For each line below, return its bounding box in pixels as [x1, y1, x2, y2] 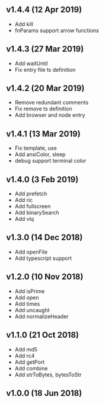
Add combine [14, 364, 48, 372]
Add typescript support [14, 255, 72, 262]
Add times [14, 300, 40, 307]
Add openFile [14, 248, 48, 255]
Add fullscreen [14, 203, 51, 210]
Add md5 [14, 345, 37, 353]
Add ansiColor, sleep [14, 151, 66, 158]
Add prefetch [14, 190, 47, 198]
